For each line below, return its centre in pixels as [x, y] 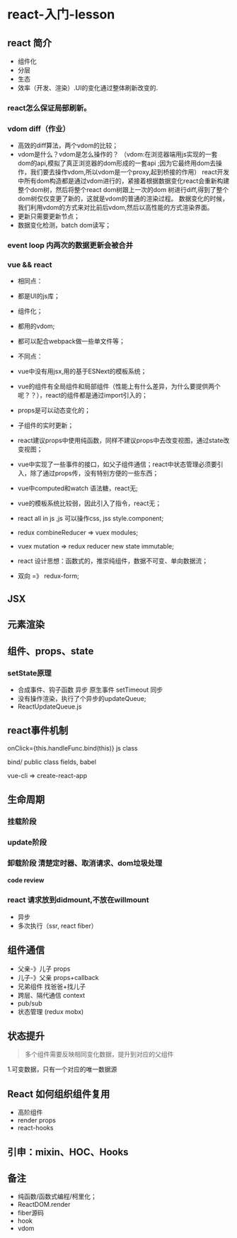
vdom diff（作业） [39, 128]
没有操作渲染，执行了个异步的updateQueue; [82, 698]
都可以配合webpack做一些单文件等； [71, 342]
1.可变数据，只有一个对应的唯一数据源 [62, 1069]
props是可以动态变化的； [54, 410]
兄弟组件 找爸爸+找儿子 [52, 986]
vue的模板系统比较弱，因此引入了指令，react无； [89, 503]
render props [37, 1120]
